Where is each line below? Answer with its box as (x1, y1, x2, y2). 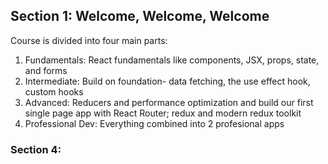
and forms (24, 64, 68, 76)
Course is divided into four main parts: (10, 34, 168, 46)
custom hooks (24, 85, 84, 98)
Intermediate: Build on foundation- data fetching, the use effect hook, (24, 75, 311, 87)
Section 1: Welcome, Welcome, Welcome (10, 8, 270, 25)
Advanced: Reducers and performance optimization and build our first (24, 96, 314, 108)
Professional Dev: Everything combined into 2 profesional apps (24, 117, 285, 129)
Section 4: (10, 142, 62, 156)
